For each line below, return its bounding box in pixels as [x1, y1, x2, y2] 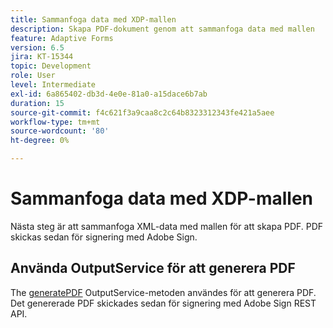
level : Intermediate [10, 80, 97, 90]
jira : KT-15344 [10, 52, 74, 62]
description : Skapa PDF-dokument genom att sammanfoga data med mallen [10, 24, 315, 34]
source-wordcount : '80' [10, 126, 110, 136]
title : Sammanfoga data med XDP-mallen [10, 14, 177, 25]
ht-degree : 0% [10, 136, 70, 146]
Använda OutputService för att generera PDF [10, 260, 296, 277]
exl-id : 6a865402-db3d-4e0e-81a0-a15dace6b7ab [10, 89, 208, 99]
